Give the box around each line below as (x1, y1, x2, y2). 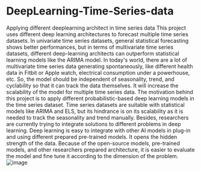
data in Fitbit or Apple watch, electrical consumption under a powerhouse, (6, 69, 190, 76)
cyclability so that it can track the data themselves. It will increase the (6, 81, 179, 89)
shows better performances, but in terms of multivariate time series (6, 43, 173, 51)
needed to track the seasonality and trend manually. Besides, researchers (6, 113, 189, 121)
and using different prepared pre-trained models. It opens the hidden (6, 133, 178, 140)
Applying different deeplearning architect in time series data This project (6, 24, 187, 31)
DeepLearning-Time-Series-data (6, 4, 174, 18)
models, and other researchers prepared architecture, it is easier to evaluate (6, 146, 195, 153)
